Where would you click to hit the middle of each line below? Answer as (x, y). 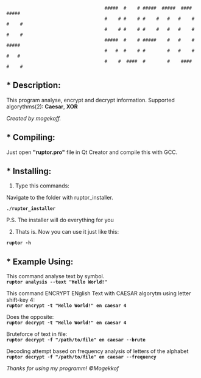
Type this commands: (42, 186)
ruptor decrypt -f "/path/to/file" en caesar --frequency (81, 357)
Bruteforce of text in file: (37, 334)
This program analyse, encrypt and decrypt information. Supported (91, 100)
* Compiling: (31, 137)
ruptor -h (19, 243)
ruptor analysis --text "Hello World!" (57, 282)
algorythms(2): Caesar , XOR (42, 107)
